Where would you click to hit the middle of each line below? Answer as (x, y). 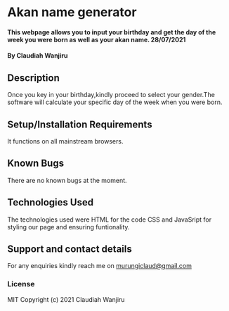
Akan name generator (72, 12)
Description (33, 78)
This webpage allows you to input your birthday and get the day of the (112, 32)
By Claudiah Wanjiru (38, 56)
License (21, 284)
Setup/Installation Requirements (80, 124)
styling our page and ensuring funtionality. (68, 227)
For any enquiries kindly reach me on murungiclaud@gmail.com (99, 266)
